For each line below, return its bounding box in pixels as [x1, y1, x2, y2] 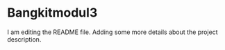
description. [7, 35, 42, 43]
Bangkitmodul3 [7, 5, 98, 21]
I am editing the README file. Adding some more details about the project [7, 28, 218, 36]
